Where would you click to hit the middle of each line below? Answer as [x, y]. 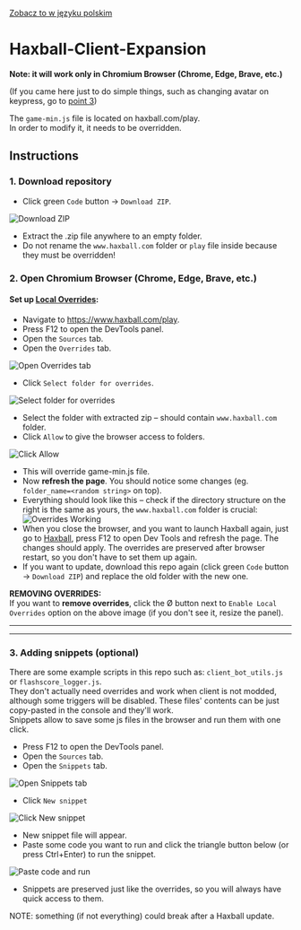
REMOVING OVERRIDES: [55, 593]
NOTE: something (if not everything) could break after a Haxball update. [142, 916]
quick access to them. [63, 899]
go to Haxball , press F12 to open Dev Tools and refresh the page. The [150, 538]
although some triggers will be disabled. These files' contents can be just [144, 701]
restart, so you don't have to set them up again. [110, 557]
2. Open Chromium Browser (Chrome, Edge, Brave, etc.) [133, 278]
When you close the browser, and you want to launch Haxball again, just [155, 528]
